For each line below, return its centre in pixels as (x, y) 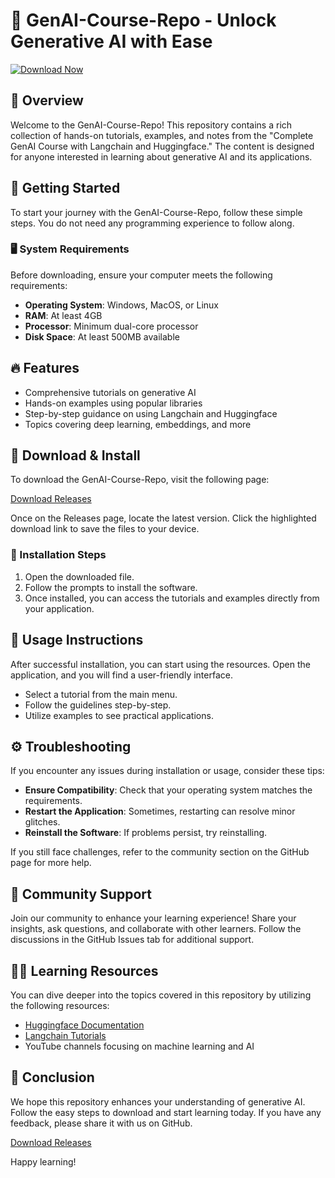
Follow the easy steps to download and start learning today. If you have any (166, 1112)
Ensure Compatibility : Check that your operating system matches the (168, 790)
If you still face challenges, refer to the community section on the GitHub (160, 852)
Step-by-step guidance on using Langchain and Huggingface (151, 413)
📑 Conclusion (52, 1077)
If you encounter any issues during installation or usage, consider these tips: (167, 771)
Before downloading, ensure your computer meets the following (141, 275)
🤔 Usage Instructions (77, 640)
